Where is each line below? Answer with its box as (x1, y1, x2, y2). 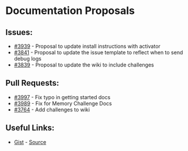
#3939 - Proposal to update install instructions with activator (13, 43, 160, 50)
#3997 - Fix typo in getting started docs (13, 93, 111, 100)
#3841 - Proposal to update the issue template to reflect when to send (13, 49, 183, 56)
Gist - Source (13, 138, 46, 145)
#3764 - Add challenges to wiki (13, 106, 90, 113)
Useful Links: (5, 123, 55, 133)
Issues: (5, 27, 33, 37)
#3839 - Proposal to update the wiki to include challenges (13, 61, 155, 68)
